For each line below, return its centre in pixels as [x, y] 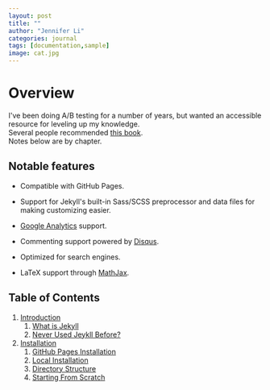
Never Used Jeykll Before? [76, 334]
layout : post [30, 16]
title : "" [25, 23]
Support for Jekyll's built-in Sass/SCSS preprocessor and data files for [137, 201]
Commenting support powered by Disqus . [89, 241]
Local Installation [60, 360]
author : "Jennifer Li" [46, 31]
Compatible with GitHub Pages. [72, 185]
